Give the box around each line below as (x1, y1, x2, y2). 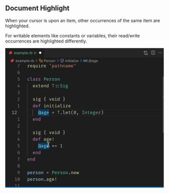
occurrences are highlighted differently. (5, 38, 87, 44)
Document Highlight (5, 4, 70, 13)
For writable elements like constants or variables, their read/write (5, 32, 140, 38)
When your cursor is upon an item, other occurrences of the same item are (5, 17, 160, 23)
